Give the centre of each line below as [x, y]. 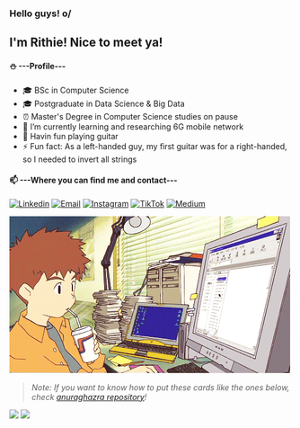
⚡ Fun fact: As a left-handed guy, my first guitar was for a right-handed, [154, 146]
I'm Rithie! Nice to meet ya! [86, 43]
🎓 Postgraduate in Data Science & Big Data [104, 103]
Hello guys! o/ [40, 13]
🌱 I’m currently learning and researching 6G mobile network [133, 126]
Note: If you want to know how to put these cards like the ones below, [160, 387]
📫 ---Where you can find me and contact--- [93, 180]
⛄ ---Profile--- [38, 66]
